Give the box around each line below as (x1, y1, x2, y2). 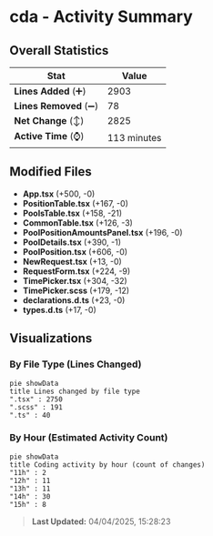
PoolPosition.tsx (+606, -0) (22, 246, 128, 257)
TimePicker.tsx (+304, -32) (22, 275, 127, 286)
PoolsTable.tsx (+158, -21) (22, 207, 123, 218)
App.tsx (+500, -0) (22, 188, 96, 199)
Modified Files (9, 164, 93, 179)
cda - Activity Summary (9, 6, 193, 27)
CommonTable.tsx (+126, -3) (22, 217, 134, 228)
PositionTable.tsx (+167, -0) (22, 197, 129, 208)
